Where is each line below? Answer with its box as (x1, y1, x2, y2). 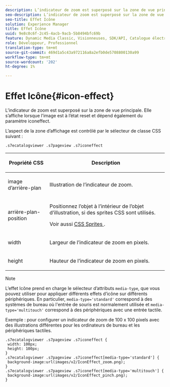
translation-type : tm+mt (5, 45, 58, 50)
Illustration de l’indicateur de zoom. (50, 181, 133, 188)
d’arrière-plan (8, 184, 41, 191)
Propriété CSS (9, 159, 44, 167)
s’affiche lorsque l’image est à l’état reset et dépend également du (5, 113, 143, 119)
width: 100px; (7, 342, 37, 347)
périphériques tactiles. (5, 328, 52, 334)
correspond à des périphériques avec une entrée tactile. (45, 307, 162, 313)
